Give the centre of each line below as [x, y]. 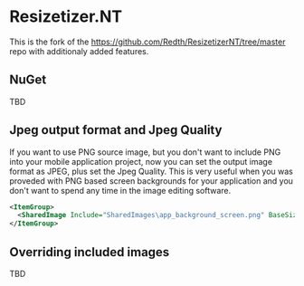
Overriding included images [90, 252]
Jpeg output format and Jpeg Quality [116, 130]
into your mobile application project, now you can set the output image [141, 161]
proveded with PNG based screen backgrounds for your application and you [152, 181]
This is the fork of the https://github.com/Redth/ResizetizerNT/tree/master [147, 42]
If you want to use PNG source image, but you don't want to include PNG [145, 152]
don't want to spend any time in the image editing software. [120, 190]
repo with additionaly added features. [79, 51]
